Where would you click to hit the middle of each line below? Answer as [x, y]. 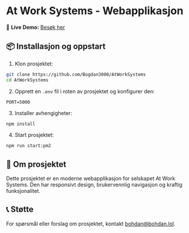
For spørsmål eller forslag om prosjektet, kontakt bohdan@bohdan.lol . [91, 224]
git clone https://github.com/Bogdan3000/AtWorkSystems [76, 74]
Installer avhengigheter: [43, 113]
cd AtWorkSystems [27, 80]
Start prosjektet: [34, 135]
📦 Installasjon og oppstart [56, 46]
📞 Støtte [20, 210]
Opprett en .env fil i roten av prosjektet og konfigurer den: [84, 91]
